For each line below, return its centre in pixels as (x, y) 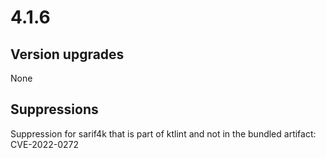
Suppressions (54, 109)
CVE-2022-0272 (44, 144)
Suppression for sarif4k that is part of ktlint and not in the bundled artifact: (163, 133)
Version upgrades (67, 54)
